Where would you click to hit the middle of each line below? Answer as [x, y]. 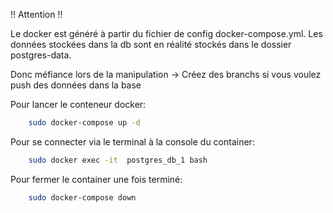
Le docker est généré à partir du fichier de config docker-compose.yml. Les [166, 33]
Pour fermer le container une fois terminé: [96, 179]
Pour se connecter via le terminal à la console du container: [132, 141]
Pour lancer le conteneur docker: [78, 104]
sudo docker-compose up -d [84, 123]
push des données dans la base [76, 85]
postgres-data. [41, 55]
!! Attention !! [36, 14]
